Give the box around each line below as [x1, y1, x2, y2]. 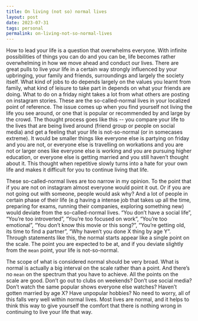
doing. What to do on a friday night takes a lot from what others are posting [6, 91, 190, 98]
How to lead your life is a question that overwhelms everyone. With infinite [6, 47, 187, 54]
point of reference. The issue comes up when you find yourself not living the [6, 103, 193, 111]
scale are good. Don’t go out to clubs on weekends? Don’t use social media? [6, 277, 192, 284]
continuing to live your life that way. [6, 309, 93, 316]
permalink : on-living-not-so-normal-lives [6, 31, 112, 37]
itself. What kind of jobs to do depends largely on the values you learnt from [6, 78, 191, 86]
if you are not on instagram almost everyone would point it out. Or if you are [6, 184, 191, 191]
